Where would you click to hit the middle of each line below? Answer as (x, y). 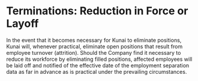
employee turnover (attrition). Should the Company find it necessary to (94, 52)
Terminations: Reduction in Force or (97, 11)
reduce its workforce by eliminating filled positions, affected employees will (99, 59)
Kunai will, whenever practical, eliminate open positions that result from (94, 46)
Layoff (22, 24)
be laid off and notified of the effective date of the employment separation (98, 65)
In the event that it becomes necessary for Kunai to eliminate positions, (94, 40)
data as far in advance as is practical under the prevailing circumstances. (97, 71)
